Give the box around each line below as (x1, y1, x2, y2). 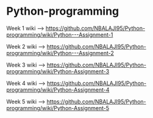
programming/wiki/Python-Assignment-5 (6, 104, 110, 111)
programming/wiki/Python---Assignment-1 (6, 31, 113, 38)
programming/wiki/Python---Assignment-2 (6, 49, 115, 56)
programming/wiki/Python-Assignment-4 (6, 86, 110, 93)
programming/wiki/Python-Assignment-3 (6, 67, 110, 75)
